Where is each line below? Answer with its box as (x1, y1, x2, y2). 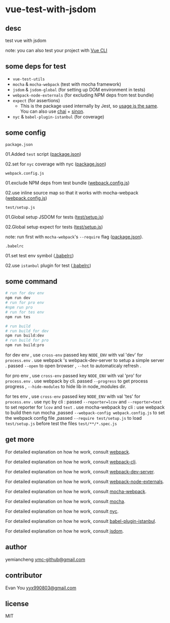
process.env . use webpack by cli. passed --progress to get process (5, 378, 148, 384)
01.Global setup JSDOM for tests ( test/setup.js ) (5, 213, 104, 220)
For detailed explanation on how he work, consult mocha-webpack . (5, 488, 147, 494)
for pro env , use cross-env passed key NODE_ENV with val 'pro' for (5, 373, 141, 379)
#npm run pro (5, 305, 33, 310)
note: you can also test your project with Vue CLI (5, 47, 108, 53)
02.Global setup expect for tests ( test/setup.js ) (5, 224, 103, 230)
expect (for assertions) (12, 97, 60, 103)
